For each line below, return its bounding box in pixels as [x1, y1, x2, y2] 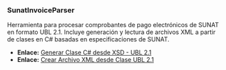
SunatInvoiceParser [7, 5, 75, 15]
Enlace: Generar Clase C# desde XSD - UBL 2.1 [16, 48, 152, 56]
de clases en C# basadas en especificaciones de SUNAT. [7, 35, 170, 43]
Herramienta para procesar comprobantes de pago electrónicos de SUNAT [7, 21, 219, 29]
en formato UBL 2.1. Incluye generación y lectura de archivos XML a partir [7, 28, 216, 36]
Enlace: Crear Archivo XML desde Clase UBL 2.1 [16, 56, 155, 64]
